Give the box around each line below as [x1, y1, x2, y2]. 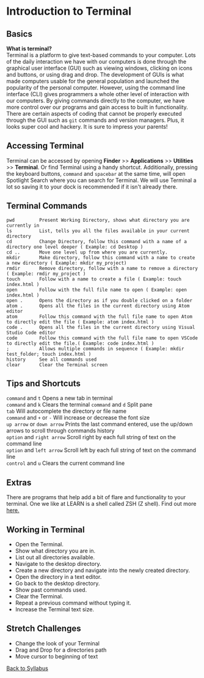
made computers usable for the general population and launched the [6, 78, 180, 85]
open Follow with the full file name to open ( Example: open [6, 287, 188, 293]
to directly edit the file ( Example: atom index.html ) [6, 318, 155, 325]
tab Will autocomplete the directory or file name [6, 407, 127, 415]
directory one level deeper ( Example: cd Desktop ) [6, 244, 144, 250]
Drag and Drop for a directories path [15, 646, 107, 654]
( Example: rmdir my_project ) [6, 271, 86, 277]
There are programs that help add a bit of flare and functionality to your [6, 494, 186, 501]
